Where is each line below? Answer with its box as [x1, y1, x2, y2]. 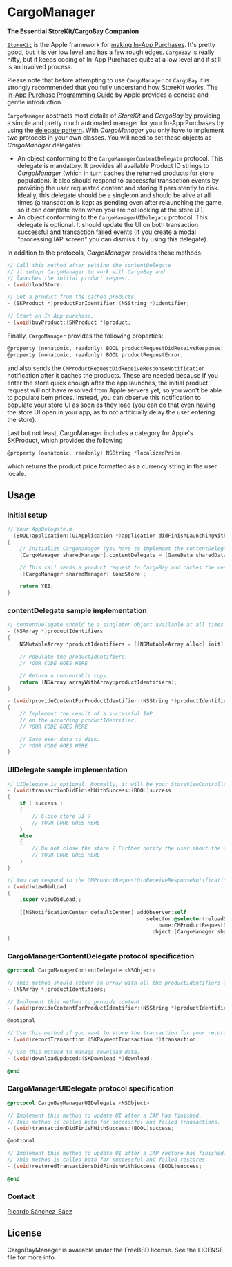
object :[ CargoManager [152, 928, 215, 935]
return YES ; [19, 583, 54, 590]
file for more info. [7, 1253, 57, 1261]
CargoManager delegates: [7, 140, 83, 149]
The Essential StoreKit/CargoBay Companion [7, 27, 139, 35]
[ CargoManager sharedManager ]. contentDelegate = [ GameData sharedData [19, 552, 227, 558]
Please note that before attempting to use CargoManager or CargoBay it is [7, 75, 210, 84]
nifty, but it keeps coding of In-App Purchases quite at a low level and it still [7, 55, 221, 63]
